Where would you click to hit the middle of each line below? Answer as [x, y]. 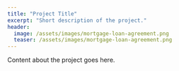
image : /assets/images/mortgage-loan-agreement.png [92, 33]
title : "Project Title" [42, 14]
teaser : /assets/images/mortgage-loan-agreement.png [93, 40]
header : [19, 27]
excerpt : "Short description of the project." [77, 20]
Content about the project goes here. [61, 60]
